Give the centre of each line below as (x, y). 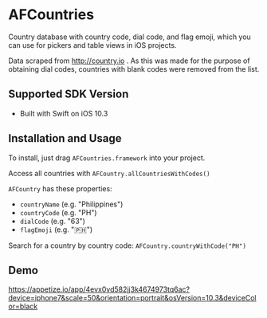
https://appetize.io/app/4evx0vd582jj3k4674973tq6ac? (99, 289)
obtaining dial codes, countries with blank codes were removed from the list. (134, 69)
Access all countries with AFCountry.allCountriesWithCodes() (109, 173)
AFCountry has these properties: (61, 188)
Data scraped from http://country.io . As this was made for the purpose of (129, 61)
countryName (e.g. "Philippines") (71, 204)
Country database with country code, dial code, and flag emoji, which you (130, 37)
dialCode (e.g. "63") (53, 221)
